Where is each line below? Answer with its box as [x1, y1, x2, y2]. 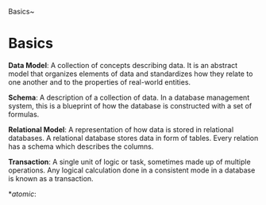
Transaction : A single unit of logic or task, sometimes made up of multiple [8, 157, 252, 166]
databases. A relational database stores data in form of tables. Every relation [8, 133, 259, 142]
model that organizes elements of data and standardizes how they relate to [8, 69, 253, 78]
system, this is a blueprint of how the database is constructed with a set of [8, 101, 253, 110]
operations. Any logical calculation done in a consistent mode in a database [8, 165, 256, 175]
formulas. [8, 109, 40, 119]
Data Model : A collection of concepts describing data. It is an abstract [8, 60, 238, 70]
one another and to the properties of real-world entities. [8, 77, 191, 86]
